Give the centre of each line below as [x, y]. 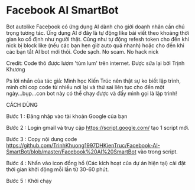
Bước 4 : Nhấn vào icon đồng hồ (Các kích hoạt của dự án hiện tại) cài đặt [96, 163]
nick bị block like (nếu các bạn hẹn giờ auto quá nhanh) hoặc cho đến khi [95, 45]
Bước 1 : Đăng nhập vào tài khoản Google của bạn [67, 116]
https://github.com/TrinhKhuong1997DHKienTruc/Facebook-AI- [83, 145]
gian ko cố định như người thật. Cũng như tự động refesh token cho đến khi [97, 39]
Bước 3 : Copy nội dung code [42, 139]
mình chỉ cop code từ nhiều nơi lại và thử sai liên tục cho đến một [85, 87]
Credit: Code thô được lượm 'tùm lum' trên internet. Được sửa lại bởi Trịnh [95, 63]
